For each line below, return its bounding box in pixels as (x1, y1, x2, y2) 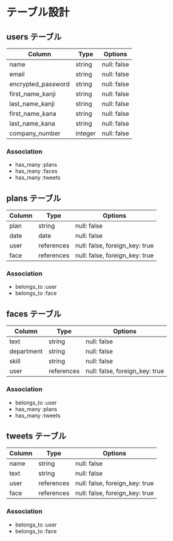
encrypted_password (9, 80, 70, 88)
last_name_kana (9, 119, 56, 127)
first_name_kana (9, 110, 56, 118)
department (9, 347, 43, 355)
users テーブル (6, 32, 62, 42)
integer (75, 129, 96, 137)
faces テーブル (6, 309, 62, 319)
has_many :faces (15, 167, 58, 175)
